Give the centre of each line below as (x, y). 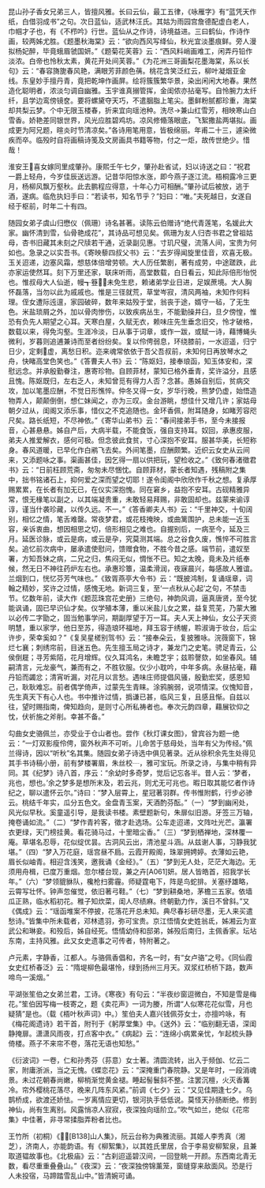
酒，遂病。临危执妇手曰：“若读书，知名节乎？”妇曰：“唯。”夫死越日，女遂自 (130, 196)
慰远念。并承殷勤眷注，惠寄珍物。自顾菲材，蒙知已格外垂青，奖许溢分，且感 (132, 371)
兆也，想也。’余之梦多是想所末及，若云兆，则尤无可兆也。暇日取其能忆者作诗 (132, 783)
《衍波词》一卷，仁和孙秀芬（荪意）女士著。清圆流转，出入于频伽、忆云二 (129, 1060)
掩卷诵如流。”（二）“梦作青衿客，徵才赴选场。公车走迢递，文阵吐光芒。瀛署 (131, 822)
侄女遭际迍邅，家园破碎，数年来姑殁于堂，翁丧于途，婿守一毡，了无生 (136, 302)
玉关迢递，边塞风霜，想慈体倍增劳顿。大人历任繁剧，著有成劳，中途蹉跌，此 (132, 262)
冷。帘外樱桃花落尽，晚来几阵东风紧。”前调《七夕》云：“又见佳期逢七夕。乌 (131, 1090)
